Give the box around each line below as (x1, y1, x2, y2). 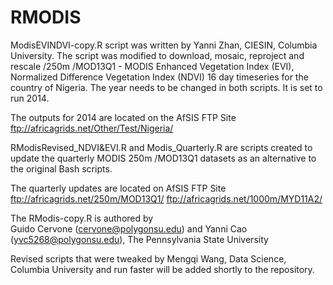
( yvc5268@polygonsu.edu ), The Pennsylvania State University (10, 233, 269, 245)
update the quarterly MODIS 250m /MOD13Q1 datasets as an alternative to (10, 152, 317, 164)
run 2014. (10, 92, 50, 104)
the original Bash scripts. (10, 162, 113, 175)
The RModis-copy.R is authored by (10, 212, 154, 224)
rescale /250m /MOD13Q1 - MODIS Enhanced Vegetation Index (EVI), (10, 60, 295, 72)
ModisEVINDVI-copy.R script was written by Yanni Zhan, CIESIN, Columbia (10, 39, 318, 51)
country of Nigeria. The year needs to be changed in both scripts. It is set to (10, 81, 323, 93)
